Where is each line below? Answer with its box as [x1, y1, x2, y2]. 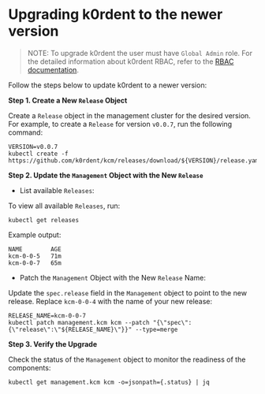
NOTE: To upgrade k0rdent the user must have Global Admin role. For [27, 48, 252, 58]
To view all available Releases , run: [8, 201, 121, 210]
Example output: [8, 230, 62, 240]
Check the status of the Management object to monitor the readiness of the [8, 355, 246, 364]
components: [8, 362, 51, 372]
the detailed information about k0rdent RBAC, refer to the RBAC [27, 57, 234, 66]
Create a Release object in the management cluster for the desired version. [8, 110, 251, 120]
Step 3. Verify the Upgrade [8, 339, 98, 348]
